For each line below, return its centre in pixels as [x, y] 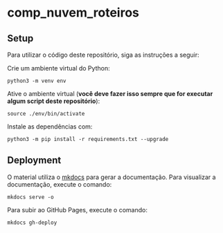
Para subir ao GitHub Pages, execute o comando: [77, 209]
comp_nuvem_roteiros [73, 13]
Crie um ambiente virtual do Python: [59, 68]
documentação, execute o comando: [60, 184]
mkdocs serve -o [30, 197]
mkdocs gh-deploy [32, 223]
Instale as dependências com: [50, 127]
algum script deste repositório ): [54, 101]
